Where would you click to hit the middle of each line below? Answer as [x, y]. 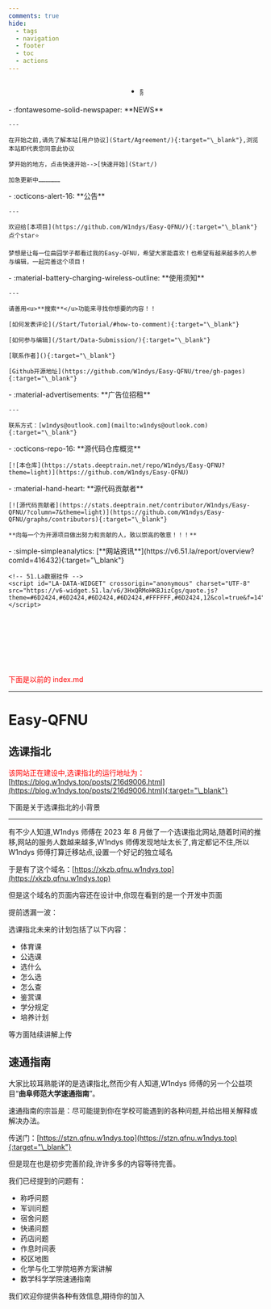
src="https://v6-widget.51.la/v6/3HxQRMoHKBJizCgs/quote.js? [113, 591]
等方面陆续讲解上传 [40, 1034]
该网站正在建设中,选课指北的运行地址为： [77, 772]
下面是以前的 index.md [46, 679]
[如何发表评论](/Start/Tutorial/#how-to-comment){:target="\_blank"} [124, 324]
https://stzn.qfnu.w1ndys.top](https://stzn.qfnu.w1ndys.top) [138, 1138]
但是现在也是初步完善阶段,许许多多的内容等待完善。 [94, 1164]
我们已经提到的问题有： [47, 1181]
